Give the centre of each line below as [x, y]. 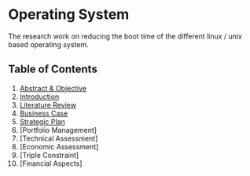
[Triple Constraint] [49, 155]
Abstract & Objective [53, 88]
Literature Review [48, 104]
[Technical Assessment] [59, 138]
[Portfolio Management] [58, 130]
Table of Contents [53, 70]
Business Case [44, 113]
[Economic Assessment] [59, 146]
